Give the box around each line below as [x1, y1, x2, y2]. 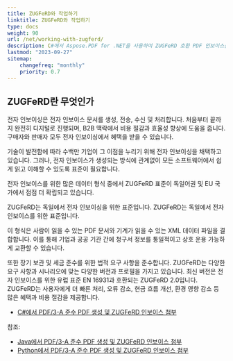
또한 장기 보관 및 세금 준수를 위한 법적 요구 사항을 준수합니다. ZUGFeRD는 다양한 [7, 258, 225, 267]
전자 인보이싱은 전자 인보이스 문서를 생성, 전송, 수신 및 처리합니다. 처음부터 [7, 115, 209, 124]
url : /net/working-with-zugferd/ [7, 36, 104, 43]
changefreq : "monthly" [19, 62, 85, 69]
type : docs [7, 23, 39, 30]
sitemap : [7, 56, 33, 62]
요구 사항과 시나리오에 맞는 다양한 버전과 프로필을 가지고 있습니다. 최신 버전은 [7, 267, 216, 276]
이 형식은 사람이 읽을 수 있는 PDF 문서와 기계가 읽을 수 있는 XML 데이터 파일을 [7, 226, 218, 235]
